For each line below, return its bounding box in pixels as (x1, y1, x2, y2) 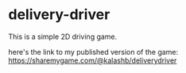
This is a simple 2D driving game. (8, 32, 118, 41)
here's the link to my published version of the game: (8, 47, 179, 56)
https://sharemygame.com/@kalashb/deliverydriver (8, 56, 177, 65)
